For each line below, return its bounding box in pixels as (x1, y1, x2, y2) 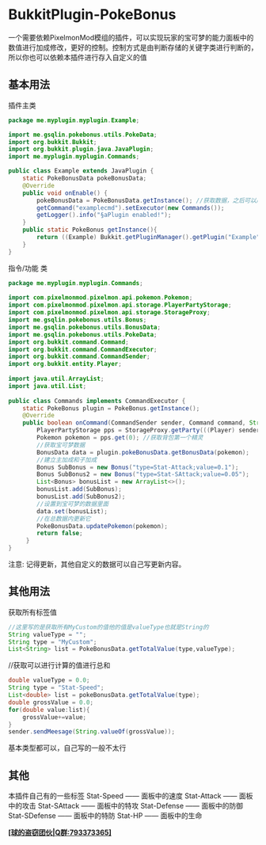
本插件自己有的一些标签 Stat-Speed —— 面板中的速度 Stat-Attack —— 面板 (8, 791, 253, 801)
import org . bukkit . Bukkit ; (8, 138, 97, 146)
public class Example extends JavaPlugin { (8, 167, 154, 175)
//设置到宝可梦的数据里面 (36, 500, 109, 508)
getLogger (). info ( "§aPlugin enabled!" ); (36, 211, 172, 219)
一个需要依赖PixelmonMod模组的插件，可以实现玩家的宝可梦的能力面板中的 (8, 32, 254, 42)
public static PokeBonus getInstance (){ (22, 226, 158, 234)
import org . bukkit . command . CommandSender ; (8, 352, 150, 361)
